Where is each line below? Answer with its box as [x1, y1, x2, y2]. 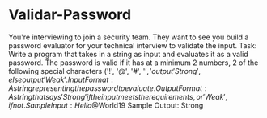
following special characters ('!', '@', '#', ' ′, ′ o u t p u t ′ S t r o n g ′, [8, 66, 201, 75]
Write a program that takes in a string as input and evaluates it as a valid [8, 49, 248, 59]
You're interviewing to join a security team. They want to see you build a [8, 32, 249, 42]
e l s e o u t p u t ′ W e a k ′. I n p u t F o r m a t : [8, 75, 113, 84]
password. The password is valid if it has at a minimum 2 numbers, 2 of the [8, 58, 259, 67]
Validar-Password [8, 6, 132, 24]
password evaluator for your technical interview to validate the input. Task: [8, 40, 257, 50]
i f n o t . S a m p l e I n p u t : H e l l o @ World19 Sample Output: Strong [8, 100, 204, 110]
